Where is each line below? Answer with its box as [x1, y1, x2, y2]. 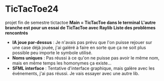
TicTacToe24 [5, 3, 59, 15]
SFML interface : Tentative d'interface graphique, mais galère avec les [12, 65, 155, 71]
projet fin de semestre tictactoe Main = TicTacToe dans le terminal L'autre [5, 20, 156, 25]
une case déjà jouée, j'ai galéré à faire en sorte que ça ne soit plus [12, 44, 146, 50]
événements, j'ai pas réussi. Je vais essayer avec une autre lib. [12, 70, 140, 76]
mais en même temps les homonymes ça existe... [12, 60, 112, 66]
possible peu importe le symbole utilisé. [12, 50, 93, 56]
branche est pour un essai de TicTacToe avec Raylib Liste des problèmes [5, 24, 156, 30]
